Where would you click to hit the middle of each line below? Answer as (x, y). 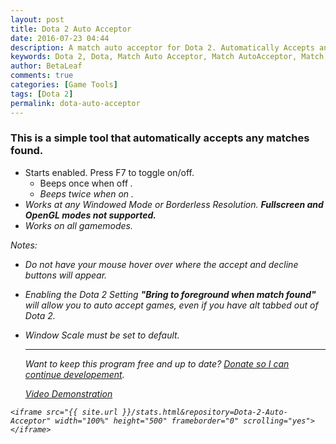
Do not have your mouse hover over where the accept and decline (161, 264)
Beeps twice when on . (87, 193)
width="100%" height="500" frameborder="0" (147, 421)
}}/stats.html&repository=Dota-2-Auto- (204, 412)
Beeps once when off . (86, 183)
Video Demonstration (68, 393)
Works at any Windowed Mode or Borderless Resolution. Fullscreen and (174, 204)
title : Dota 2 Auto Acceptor (71, 29)
